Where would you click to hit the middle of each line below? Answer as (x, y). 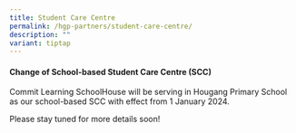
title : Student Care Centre (63, 18)
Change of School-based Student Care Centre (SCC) (110, 71)
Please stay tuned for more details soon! (85, 119)
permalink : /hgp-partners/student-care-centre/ (101, 26)
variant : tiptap (40, 43)
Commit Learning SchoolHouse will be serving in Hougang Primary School (148, 92)
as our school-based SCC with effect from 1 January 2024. (119, 101)
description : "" (40, 34)
